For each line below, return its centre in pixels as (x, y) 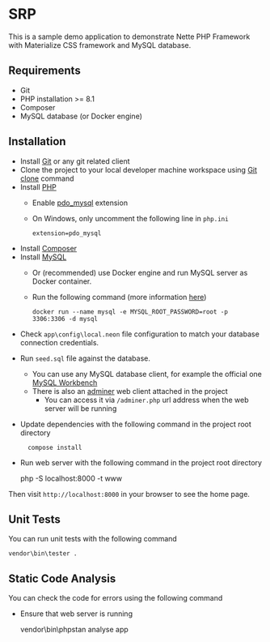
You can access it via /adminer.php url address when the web (146, 400)
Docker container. (62, 281)
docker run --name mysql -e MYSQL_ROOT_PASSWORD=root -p (130, 312)
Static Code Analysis (62, 578)
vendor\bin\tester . (43, 554)
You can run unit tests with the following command (93, 539)
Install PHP (38, 186)
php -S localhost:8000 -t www (71, 478)
